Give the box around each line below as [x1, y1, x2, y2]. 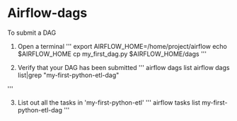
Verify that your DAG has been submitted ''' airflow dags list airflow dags [17, 63, 230, 71]
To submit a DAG [7, 28, 57, 37]
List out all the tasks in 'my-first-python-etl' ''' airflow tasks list [17, 98, 200, 107]
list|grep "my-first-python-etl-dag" [17, 71, 120, 79]
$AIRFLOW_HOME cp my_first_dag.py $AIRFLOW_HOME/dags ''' [17, 50, 207, 58]
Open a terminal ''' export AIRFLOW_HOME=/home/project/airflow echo [17, 42, 228, 50]
